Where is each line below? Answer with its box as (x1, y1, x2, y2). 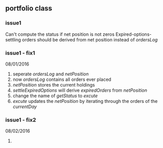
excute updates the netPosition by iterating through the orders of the (12, 98, 158, 104)
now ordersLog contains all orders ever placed (12, 76, 112, 82)
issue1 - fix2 (5, 116, 36, 123)
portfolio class (5, 4, 52, 13)
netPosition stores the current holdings (12, 81, 95, 88)
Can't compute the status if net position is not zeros (5, 31, 115, 37)
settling (5, 36, 22, 43)
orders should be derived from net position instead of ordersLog (22, 36, 158, 43)
